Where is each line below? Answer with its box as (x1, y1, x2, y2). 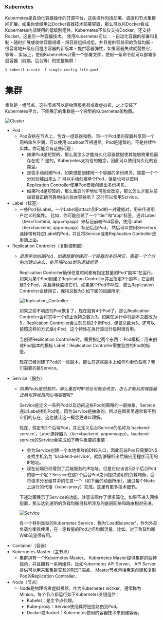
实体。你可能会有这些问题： (19, 145, 75, 152)
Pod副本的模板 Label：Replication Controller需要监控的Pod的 (23, 343, 146, 349)
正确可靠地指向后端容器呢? (19, 392, 73, 398)
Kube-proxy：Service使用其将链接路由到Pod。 (26, 603, 121, 610)
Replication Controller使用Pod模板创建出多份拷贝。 (26, 182, 129, 188)
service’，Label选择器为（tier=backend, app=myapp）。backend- (19, 431, 151, 437)
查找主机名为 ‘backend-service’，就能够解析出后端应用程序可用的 (26, 453, 158, 459)
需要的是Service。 (23, 365, 61, 371)
